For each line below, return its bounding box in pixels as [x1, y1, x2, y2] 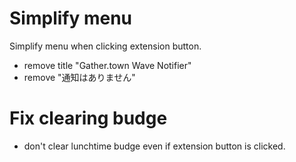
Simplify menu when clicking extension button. [9, 40, 202, 52]
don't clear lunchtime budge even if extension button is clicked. [23, 140, 286, 152]
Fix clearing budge [9, 107, 168, 130]
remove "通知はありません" [23, 71, 136, 83]
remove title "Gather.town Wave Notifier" [23, 59, 192, 71]
